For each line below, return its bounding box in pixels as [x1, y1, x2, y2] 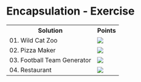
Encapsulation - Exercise [6, 4, 135, 18]
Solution [38, 26, 63, 35]
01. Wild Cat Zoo [9, 36, 58, 44]
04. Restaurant [9, 66, 52, 74]
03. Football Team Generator [9, 56, 92, 64]
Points [97, 26, 117, 35]
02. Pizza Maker [9, 46, 56, 54]
